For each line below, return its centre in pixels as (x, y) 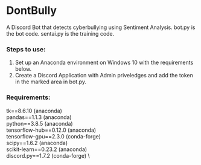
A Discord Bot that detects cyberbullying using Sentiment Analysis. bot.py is (101, 27)
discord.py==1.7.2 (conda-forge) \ (48, 155)
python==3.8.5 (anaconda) (40, 123)
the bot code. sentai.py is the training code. (60, 33)
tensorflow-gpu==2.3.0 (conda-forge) (54, 136)
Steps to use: (26, 49)
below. (23, 69)
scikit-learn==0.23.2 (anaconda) (47, 149)
